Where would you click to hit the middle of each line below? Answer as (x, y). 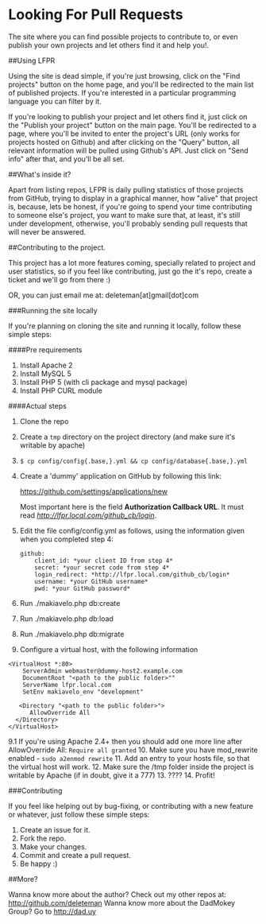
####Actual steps (38, 406)
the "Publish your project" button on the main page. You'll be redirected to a (132, 125)
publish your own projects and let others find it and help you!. (108, 45)
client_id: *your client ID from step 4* (104, 561)
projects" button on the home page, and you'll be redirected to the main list (131, 84)
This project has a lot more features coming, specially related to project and (132, 262)
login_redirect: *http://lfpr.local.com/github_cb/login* (132, 574)
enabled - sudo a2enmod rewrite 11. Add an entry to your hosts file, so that (129, 758)
